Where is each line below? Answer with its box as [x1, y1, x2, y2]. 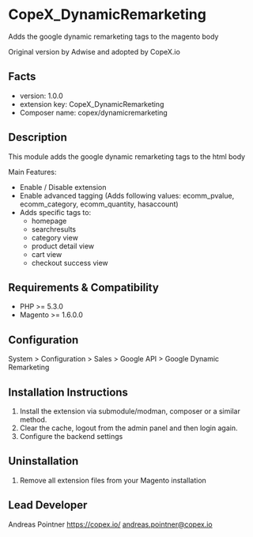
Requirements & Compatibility [8, 281, 160, 294]
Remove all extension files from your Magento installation [19, 475, 207, 485]
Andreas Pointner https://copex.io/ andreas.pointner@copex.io [8, 520, 213, 529]
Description [8, 130, 67, 144]
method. [19, 415, 47, 424]
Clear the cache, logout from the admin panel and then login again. [19, 423, 238, 433]
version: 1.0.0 [19, 91, 63, 100]
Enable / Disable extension [19, 182, 107, 191]
